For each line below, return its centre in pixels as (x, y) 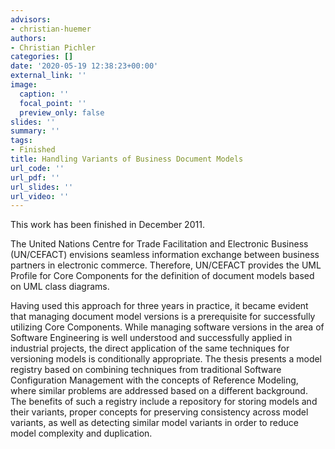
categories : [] (42, 57)
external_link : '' (48, 76)
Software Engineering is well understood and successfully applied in (151, 338)
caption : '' (44, 94)
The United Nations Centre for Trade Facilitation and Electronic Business (159, 244)
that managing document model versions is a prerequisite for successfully (163, 317)
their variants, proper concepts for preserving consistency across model (159, 412)
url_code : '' (37, 168)
